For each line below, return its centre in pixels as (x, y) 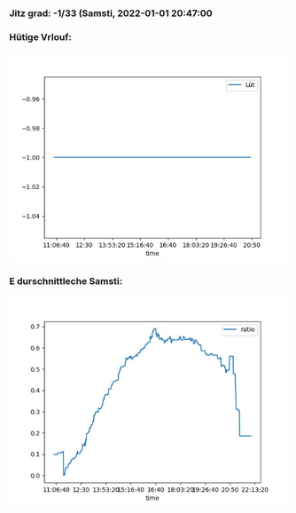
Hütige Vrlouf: (41, 36)
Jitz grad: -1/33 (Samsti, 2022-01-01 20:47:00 (111, 13)
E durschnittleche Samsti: (66, 281)
